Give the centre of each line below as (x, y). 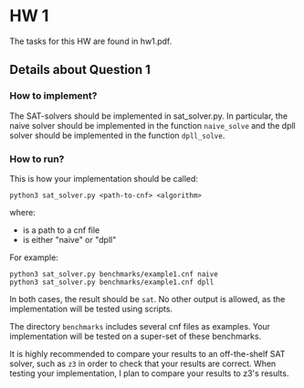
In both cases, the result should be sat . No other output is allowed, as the (147, 299)
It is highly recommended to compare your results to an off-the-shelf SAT (147, 353)
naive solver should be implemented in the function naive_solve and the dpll (153, 125)
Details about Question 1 (80, 70)
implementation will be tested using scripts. (91, 309)
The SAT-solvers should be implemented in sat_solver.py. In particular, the (149, 116)
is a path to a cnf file (61, 230)
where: (23, 212)
